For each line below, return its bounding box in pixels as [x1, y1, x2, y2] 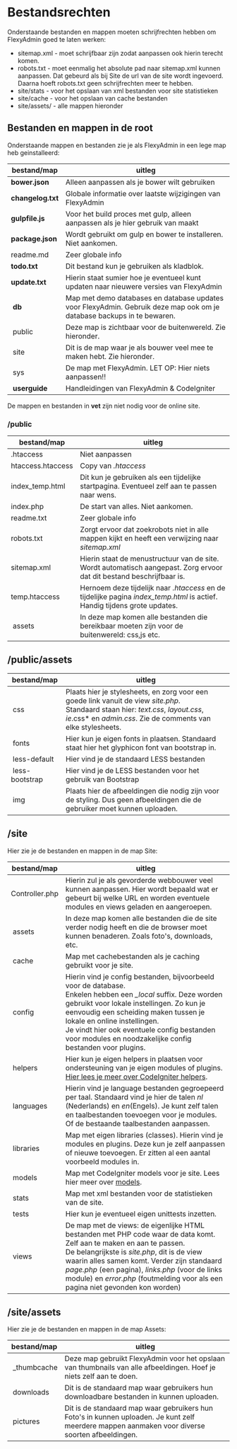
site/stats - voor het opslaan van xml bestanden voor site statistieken [17, 86, 219, 95]
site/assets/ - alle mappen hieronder [17, 101, 123, 110]
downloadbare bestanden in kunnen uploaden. [64, 1392, 219, 1402]
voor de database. [65, 980, 126, 990]
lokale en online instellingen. [65, 1016, 159, 1026]
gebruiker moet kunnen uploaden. [66, 803, 178, 813]
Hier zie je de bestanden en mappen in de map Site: [7, 847, 158, 855]
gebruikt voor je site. [65, 960, 134, 970]
